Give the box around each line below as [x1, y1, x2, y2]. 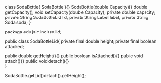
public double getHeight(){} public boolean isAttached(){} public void [5, 53, 143, 59]
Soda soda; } [5, 19, 31, 25]
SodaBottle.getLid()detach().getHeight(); [5, 73, 86, 78]
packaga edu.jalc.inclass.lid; [5, 29, 62, 34]
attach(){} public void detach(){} [5, 58, 69, 64]
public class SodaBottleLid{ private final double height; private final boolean [5, 38, 157, 44]
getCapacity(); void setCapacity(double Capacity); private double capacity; [5, 9, 156, 15]
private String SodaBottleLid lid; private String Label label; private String [5, 15, 149, 20]
